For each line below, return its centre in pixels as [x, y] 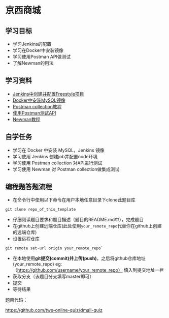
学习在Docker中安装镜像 [38, 50]
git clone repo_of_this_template [41, 210]
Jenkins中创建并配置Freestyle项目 [48, 94]
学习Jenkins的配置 [32, 44]
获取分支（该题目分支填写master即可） [53, 277]
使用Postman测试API [34, 113]
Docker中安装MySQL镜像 [39, 100]
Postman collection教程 [37, 106]
